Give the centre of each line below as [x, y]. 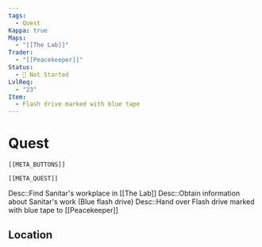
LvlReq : [21, 82]
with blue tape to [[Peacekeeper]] [64, 210]
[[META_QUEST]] [33, 179]
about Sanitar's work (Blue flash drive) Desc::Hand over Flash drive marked [131, 202]
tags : [17, 15]
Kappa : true [28, 30]
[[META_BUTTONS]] [37, 165]
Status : [21, 68]
